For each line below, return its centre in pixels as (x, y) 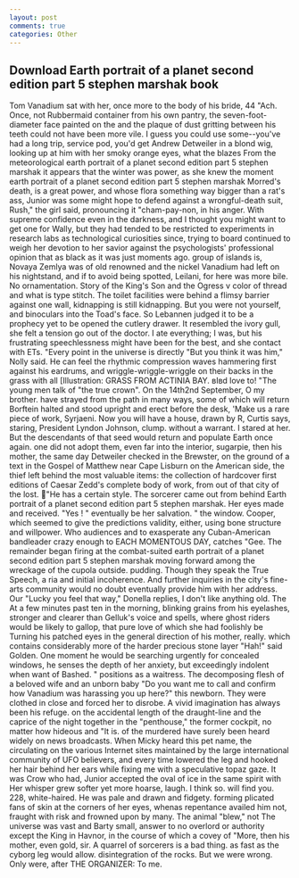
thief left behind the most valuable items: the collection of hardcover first (143, 476)
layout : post (33, 17)
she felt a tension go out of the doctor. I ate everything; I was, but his (136, 333)
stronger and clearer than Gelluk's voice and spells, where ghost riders (140, 617)
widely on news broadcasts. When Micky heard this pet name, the (131, 741)
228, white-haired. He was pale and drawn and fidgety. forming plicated (142, 798)
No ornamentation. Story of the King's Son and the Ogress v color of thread (148, 286)
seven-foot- (245, 115)
